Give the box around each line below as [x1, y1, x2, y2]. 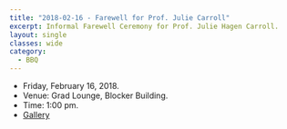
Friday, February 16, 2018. [22, 81, 120, 91]
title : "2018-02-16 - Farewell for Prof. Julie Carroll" [9, 13, 231, 23]
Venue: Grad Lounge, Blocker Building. [22, 90, 169, 101]
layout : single [9, 30, 67, 39]
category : [9, 47, 47, 56]
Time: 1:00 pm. [22, 100, 79, 110]
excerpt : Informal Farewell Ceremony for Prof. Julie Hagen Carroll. [9, 22, 280, 31]
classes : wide [9, 38, 64, 48]
